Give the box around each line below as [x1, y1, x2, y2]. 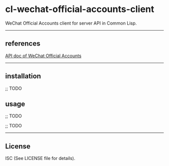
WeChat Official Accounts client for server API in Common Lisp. [5, 20, 137, 26]
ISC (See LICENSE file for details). [5, 155, 75, 161]
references [5, 39, 41, 48]
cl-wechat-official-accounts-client [5, 4, 154, 15]
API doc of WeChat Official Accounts [5, 53, 81, 59]
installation [5, 72, 41, 81]
